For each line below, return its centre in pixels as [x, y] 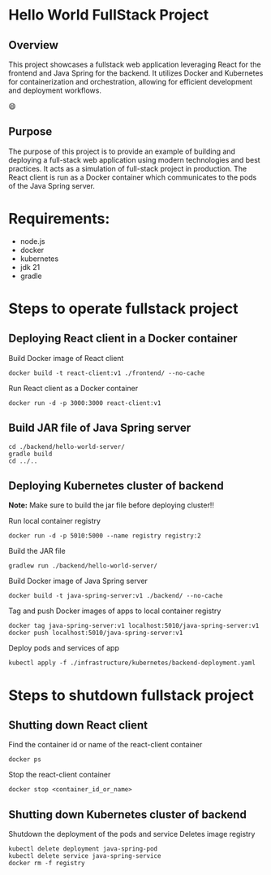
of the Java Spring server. [52, 185]
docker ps [25, 760]
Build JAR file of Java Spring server [100, 428]
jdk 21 [30, 267]
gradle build [30, 454]
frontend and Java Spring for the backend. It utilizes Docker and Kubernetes [136, 73]
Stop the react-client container [60, 775]
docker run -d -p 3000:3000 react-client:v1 [85, 403]
